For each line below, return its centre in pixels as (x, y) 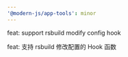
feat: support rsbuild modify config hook (64, 33)
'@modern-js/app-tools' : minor (52, 13)
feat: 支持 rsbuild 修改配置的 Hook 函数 (62, 46)
